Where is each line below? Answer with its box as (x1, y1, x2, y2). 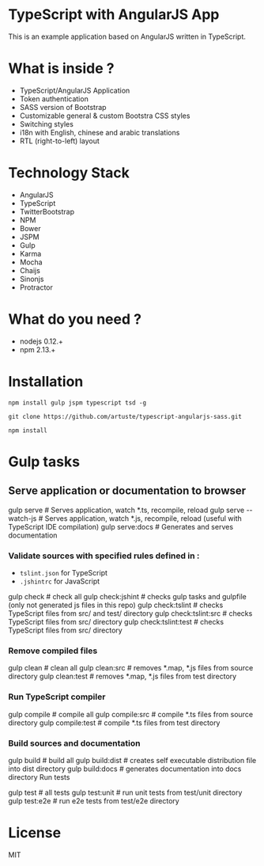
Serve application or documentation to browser (8, 484, 247, 498)
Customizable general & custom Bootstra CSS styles (19, 111, 190, 120)
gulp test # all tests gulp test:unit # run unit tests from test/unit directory (8, 788, 243, 797)
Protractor (19, 283, 53, 292)
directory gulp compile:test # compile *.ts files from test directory (8, 718, 221, 727)
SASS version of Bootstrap (19, 102, 107, 112)
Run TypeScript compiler (8, 691, 106, 702)
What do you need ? (8, 310, 142, 328)
